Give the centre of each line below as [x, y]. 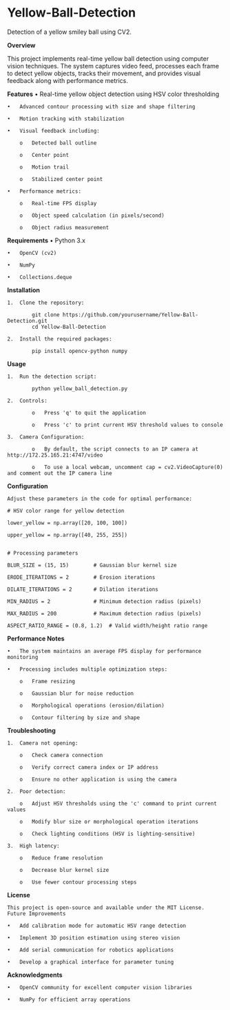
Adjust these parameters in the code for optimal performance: [100, 499]
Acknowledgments [35, 975]
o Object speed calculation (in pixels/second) [92, 216]
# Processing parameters [43, 553]
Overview [21, 45]
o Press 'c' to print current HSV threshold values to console [128, 425]
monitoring [23, 657]
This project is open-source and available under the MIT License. [106, 907]
